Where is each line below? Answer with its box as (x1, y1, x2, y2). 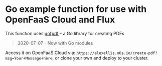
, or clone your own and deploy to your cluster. (52, 55, 149, 61)
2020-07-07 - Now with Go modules (17, 40, 93, 46)
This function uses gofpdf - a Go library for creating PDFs (5, 30, 124, 36)
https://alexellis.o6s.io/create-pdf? (76, 51, 157, 56)
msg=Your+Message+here (5, 56, 53, 61)
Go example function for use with (5, 3, 147, 15)
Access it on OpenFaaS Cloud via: (5, 50, 76, 56)
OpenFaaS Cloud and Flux (5, 14, 115, 25)
